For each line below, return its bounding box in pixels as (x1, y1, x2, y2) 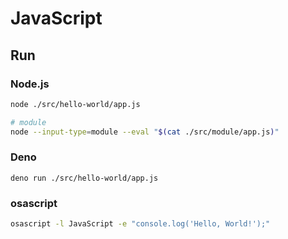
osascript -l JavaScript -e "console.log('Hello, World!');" (10, 219, 271, 229)
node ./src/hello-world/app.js (10, 99, 141, 109)
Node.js (10, 77, 50, 91)
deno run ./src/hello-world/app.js (10, 173, 159, 183)
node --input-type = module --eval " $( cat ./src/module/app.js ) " (10, 127, 280, 137)
